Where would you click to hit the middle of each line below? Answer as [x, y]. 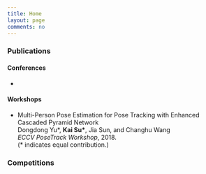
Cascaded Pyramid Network [58, 122]
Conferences [27, 68]
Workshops [24, 99]
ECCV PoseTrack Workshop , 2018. [67, 137]
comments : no [26, 27]
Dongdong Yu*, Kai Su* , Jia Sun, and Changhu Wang [94, 129]
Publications [29, 51]
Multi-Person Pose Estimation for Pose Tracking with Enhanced [109, 115]
